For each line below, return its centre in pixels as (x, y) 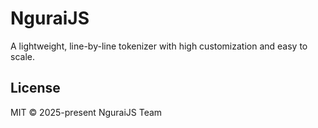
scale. (22, 56)
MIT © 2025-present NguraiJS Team (86, 112)
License (35, 88)
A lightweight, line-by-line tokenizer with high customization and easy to (159, 46)
